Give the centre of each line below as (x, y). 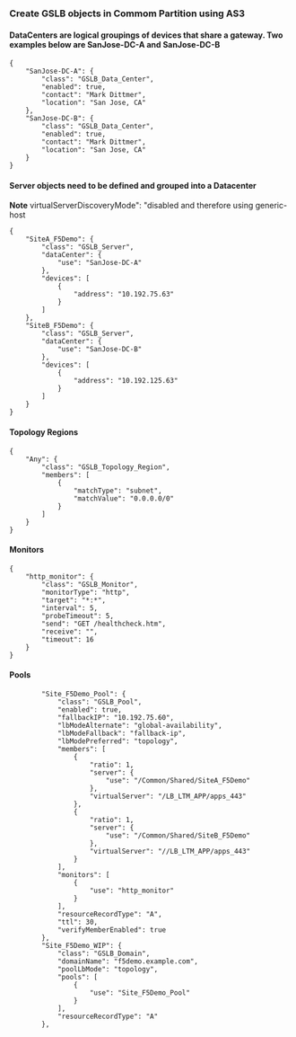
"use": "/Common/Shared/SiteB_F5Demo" (178, 835)
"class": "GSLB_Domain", (104, 953)
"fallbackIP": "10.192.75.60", (116, 717)
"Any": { (42, 459)
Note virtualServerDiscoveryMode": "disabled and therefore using (131, 206)
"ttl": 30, (78, 922)
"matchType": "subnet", (118, 491)
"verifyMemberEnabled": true (112, 930)
